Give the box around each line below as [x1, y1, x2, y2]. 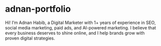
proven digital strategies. [5, 35, 55, 41]
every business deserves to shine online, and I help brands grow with [5, 30, 145, 36]
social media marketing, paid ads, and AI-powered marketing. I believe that [5, 24, 157, 30]
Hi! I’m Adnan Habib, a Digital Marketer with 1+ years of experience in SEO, [5, 20, 156, 25]
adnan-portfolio [5, 3, 71, 15]
